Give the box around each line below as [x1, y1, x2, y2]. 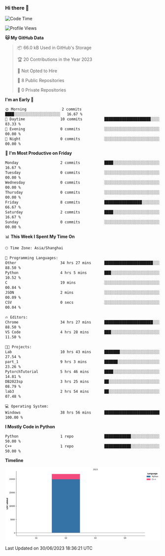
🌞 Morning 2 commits [5, 107, 82, 112]
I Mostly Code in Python [5, 424, 55, 430]
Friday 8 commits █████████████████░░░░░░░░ [5, 200, 160, 205]
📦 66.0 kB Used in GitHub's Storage [17, 45, 92, 51]
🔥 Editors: [5, 315, 28, 320]
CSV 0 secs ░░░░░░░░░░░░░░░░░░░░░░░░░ [5, 300, 160, 305]
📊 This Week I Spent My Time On [5, 233, 75, 239]
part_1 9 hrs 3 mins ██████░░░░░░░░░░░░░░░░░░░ [5, 360, 160, 365]
